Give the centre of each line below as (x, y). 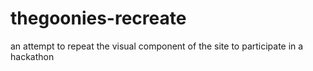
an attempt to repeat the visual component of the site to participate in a (157, 46)
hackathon (32, 56)
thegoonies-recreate (98, 18)
